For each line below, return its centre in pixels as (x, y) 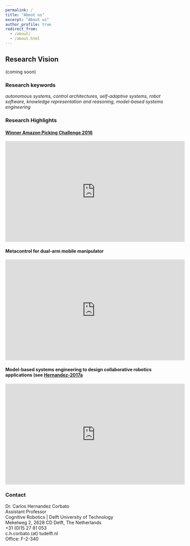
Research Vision (32, 59)
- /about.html (25, 39)
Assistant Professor (26, 511)
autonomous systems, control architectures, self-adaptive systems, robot (83, 96)
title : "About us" (25, 15)
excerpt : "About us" (27, 19)
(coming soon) (21, 72)
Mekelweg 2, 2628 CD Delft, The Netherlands (53, 522)
